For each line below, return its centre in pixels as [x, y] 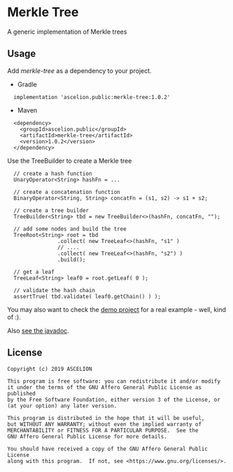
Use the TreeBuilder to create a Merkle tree [70, 160]
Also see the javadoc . [38, 330]
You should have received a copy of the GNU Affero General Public [108, 449]
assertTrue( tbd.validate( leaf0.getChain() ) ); [87, 296]
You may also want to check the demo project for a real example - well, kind [116, 309]
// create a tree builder [51, 210]
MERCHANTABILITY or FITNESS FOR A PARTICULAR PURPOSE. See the [103, 430]
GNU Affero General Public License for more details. [87, 436]
